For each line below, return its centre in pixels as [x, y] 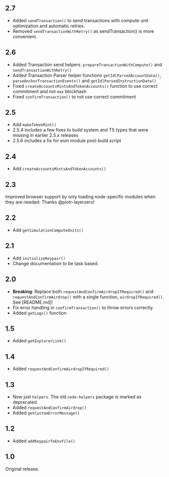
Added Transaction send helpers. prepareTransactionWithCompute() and [87, 65]
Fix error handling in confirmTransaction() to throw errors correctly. [83, 308]
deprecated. [25, 402]
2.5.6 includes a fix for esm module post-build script [67, 141]
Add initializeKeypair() [39, 258]
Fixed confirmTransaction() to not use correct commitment [74, 97]
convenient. [25, 36]
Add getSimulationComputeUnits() [48, 230]
